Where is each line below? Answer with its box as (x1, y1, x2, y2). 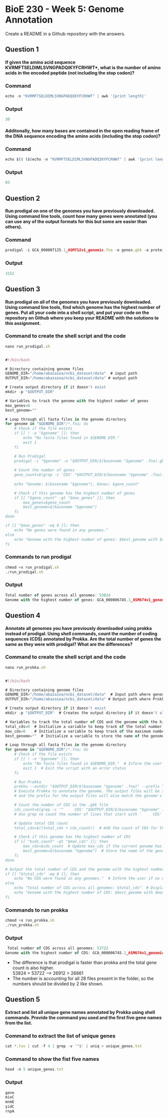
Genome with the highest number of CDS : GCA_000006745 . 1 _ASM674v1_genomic (5, 950, 164, 956)
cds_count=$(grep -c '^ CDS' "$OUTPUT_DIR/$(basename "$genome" (14, 807, 160, 812)
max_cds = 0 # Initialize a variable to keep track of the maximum (5, 728, 151, 734)
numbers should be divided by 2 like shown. (12, 980, 103, 987)
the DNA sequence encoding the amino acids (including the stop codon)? (5, 133, 161, 139)
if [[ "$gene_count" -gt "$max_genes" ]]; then (14, 495, 115, 500)
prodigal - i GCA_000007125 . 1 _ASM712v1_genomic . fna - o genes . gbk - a (5, 248, 149, 253)
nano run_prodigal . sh (5, 344, 50, 349)
